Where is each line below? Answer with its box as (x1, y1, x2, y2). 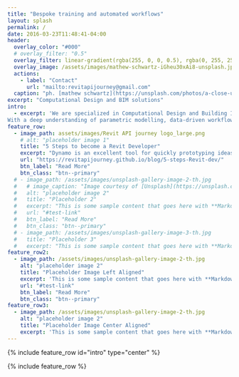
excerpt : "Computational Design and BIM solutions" (7, 97, 164, 104)
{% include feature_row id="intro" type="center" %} (7, 348, 161, 356)
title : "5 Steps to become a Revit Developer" (20, 143, 161, 150)
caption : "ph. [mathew (14, 90, 81, 97)
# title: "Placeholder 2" (14, 196, 97, 203)
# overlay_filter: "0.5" (14, 51, 87, 58)
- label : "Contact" (20, 76, 78, 84)
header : (7, 37, 31, 44)
